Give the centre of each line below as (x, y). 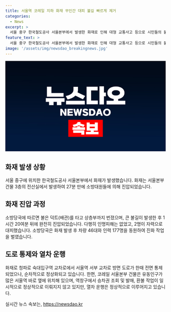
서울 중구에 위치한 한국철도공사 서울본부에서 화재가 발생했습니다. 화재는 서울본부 (85, 180)
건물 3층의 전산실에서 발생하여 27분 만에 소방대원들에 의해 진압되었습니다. (78, 187)
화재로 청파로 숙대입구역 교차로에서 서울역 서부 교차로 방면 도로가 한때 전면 (79, 268)
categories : (18, 16)
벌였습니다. (22, 236)
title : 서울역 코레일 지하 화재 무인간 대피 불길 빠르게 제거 (61, 11)
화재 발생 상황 (25, 167)
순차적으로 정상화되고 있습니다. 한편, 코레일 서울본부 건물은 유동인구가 (93, 274)
